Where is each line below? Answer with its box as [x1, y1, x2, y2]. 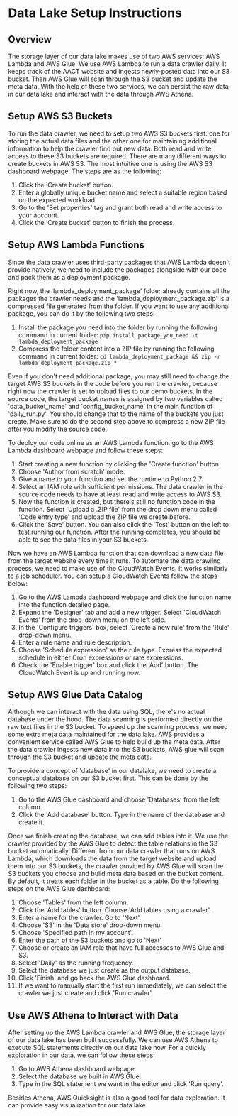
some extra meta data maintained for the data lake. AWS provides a [8, 730, 205, 739]
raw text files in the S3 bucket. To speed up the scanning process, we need [8, 723, 229, 731]
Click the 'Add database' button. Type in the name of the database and [18, 811, 225, 819]
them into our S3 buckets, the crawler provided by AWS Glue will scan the [8, 862, 224, 870]
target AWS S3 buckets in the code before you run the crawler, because [8, 379, 218, 388]
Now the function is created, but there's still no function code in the [18, 497, 215, 505]
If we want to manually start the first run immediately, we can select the [18, 981, 227, 990]
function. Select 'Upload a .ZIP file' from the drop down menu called [18, 505, 217, 513]
